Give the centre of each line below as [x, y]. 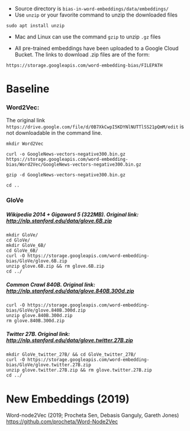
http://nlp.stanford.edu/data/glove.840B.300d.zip [70, 291]
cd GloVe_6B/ [22, 251]
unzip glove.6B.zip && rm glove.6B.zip [55, 267]
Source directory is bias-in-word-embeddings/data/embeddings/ [91, 9]
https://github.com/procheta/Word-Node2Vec [62, 422]
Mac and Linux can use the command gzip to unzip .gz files [88, 37]
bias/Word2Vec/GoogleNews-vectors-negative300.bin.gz [74, 165]
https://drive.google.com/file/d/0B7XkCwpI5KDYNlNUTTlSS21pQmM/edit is [95, 126]
